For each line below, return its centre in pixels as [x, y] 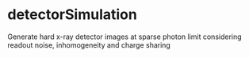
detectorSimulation [73, 15]
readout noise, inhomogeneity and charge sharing [89, 44]
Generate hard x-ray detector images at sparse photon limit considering [125, 37]
